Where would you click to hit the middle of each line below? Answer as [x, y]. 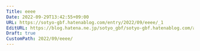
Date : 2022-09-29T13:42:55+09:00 [48, 17]
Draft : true [21, 33]
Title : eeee [21, 11]
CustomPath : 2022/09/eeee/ [40, 39]
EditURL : [17, 28]
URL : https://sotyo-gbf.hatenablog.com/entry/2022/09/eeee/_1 [85, 22]
